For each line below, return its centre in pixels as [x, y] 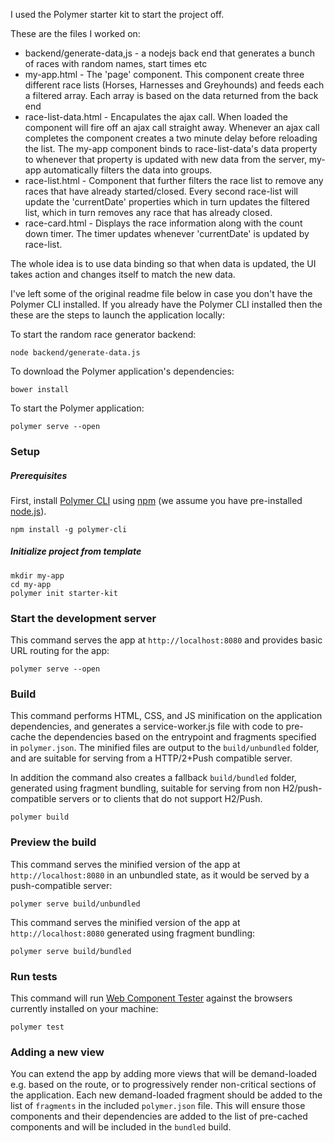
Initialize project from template [76, 551]
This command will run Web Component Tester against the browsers [151, 998]
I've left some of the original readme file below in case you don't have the [161, 293]
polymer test [37, 1027]
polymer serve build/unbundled [75, 904]
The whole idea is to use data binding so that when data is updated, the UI [163, 263]
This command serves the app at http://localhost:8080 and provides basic [166, 640]
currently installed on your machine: [84, 1009]
